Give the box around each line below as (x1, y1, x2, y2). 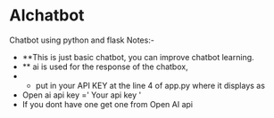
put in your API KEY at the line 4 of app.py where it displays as (35, 80, 266, 90)
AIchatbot (9, 5, 85, 26)
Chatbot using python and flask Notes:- (9, 35, 154, 45)
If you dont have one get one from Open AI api (21, 98, 194, 109)
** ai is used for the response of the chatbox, (21, 61, 189, 72)
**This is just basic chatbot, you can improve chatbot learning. (21, 51, 254, 62)
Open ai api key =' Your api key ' (21, 90, 142, 100)
